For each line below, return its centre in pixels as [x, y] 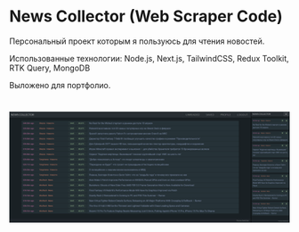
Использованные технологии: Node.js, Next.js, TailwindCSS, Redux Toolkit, [149, 58]
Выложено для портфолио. [60, 85]
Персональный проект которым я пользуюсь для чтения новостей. [137, 41]
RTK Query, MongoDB [50, 68]
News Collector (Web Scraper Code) [146, 17]
